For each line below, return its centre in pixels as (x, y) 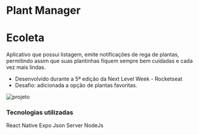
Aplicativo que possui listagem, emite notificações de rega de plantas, (93, 55)
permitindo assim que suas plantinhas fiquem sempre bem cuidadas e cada (99, 61)
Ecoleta (25, 38)
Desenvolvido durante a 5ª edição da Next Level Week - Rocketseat (99, 79)
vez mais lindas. (26, 67)
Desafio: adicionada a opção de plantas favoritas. (76, 85)
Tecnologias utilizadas (40, 113)
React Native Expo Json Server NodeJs (55, 125)
